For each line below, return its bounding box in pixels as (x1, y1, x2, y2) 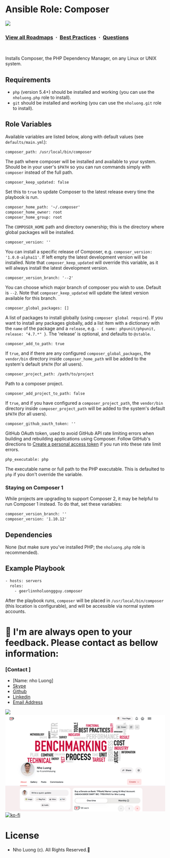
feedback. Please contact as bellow (5, 637, 158, 648)
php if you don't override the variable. (5, 471, 83, 477)
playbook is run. (5, 194, 39, 200)
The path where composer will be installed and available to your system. (5, 158, 156, 164)
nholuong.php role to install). (12, 94, 71, 100)
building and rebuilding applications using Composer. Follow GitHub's (5, 435, 151, 441)
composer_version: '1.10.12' (5, 516, 67, 522)
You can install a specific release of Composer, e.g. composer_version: (5, 248, 153, 254)
